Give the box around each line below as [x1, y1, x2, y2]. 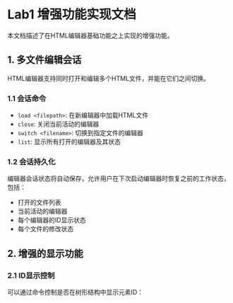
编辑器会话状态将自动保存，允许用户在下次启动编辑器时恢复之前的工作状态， [7, 174, 230, 183]
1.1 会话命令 [7, 93, 47, 103]
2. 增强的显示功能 [7, 247, 83, 259]
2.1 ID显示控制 [7, 270, 55, 280]
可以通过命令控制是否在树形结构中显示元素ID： [7, 288, 143, 297]
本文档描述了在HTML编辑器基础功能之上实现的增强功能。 [7, 31, 174, 40]
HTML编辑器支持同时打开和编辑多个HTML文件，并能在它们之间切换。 [7, 74, 210, 82]
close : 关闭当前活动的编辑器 [17, 120, 100, 128]
